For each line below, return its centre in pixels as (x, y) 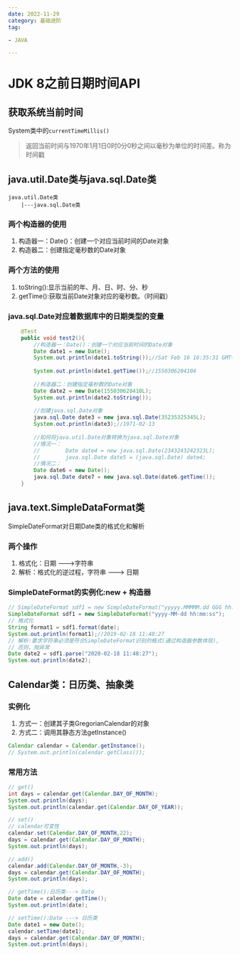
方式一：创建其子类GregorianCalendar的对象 (84, 723)
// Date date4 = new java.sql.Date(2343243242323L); (125, 450)
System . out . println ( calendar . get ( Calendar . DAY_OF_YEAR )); (96, 807)
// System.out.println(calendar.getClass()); (77, 752)
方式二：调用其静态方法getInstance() (72, 732)
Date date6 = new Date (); (72, 471)
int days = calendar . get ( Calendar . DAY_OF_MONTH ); (83, 794)
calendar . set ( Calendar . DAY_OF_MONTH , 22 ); (71, 833)
